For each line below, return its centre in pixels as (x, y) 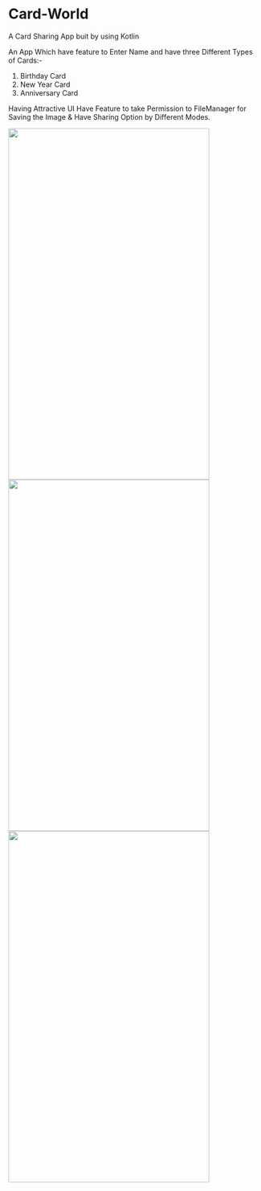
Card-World (49, 14)
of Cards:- (25, 60)
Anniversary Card (49, 92)
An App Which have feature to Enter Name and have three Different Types (130, 51)
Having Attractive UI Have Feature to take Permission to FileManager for (127, 108)
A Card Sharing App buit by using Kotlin (74, 36)
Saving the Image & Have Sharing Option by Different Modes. (109, 116)
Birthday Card (43, 75)
